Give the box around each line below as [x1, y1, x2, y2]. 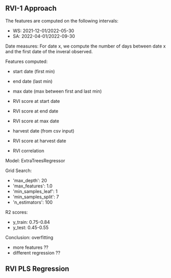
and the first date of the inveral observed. [5, 48, 93, 54]
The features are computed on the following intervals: [5, 17, 119, 24]
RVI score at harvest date [12, 138, 67, 144]
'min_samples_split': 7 [12, 194, 59, 200]
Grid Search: [5, 167, 32, 174]
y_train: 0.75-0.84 [12, 219, 50, 225]
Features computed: [5, 58, 48, 65]
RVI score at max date [12, 118, 59, 124]
